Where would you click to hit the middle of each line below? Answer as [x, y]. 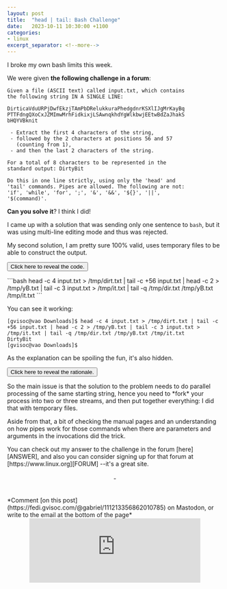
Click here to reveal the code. [48, 267]
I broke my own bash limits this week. [60, 65]
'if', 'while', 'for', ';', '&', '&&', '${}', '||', [84, 193]
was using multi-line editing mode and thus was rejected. [88, 232]
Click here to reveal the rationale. [52, 372]
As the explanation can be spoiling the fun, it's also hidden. [90, 358]
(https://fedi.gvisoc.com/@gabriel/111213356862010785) [86, 507]
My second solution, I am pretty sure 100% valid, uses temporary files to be [113, 245]
